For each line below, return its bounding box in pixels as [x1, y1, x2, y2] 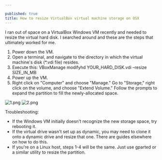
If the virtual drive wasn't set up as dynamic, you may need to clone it [12, 128, 151, 134]
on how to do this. [12, 139, 48, 144]
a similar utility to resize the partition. [12, 149, 86, 155]
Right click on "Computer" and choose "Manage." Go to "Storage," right [12, 80, 155, 85]
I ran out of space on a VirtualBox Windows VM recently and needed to [5, 29, 147, 35]
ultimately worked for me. [5, 39, 56, 45]
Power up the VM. [12, 75, 48, 80]
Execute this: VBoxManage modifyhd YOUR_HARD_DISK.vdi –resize [12, 64, 147, 70]
